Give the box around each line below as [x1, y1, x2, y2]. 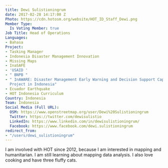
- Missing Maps [5, 58, 37, 63]
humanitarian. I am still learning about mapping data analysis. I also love [5, 152, 153, 158]
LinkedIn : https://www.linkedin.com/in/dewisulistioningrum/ [9, 118, 140, 124]
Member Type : [5, 21, 32, 26]
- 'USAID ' [5, 68, 28, 73]
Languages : [5, 35, 28, 40]
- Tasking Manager [5, 49, 43, 54]
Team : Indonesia [5, 100, 39, 105]
